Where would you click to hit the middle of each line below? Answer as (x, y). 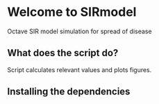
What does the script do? (63, 53)
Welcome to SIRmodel (72, 12)
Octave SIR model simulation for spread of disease (79, 31)
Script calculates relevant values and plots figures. (79, 69)
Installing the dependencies (69, 92)
